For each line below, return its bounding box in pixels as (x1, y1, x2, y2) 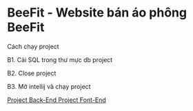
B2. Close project (7, 69, 57, 77)
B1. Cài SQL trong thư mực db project (7, 55, 113, 63)
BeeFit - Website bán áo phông (7, 5, 187, 21)
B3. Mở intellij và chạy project (7, 82, 91, 90)
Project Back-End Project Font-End (7, 95, 106, 104)
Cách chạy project (7, 42, 60, 50)
